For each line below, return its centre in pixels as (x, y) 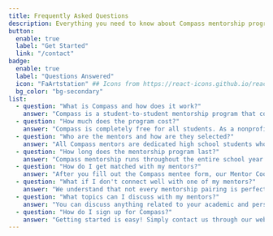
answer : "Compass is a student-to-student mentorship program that (139, 114)
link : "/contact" (45, 54)
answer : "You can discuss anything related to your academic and (136, 204)
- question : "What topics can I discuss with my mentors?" (118, 197)
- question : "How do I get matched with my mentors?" (108, 167)
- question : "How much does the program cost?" (98, 122)
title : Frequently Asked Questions (69, 16)
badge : (19, 62)
